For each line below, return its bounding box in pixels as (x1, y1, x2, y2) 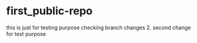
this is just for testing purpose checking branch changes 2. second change (6, 24, 192, 31)
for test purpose (6, 30, 46, 37)
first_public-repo (6, 4, 93, 18)
